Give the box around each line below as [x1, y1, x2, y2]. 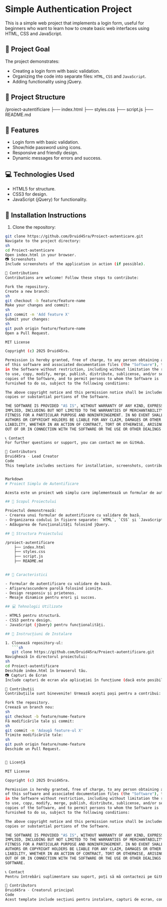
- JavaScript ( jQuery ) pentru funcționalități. [5, 622, 106, 627]
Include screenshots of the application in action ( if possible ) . [5, 262, 146, 267]
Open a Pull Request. [5, 331, 50, 336]
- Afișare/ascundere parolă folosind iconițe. [5, 586, 103, 591]
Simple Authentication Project [5, 3, 132, 15]
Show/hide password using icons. [12, 145, 82, 151]
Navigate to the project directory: [5, 238, 81, 243]
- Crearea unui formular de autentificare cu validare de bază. [5, 513, 141, 518]
